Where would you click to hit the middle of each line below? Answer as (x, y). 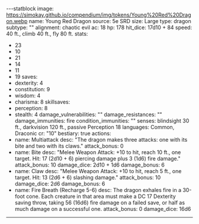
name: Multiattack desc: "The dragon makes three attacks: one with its (101, 140)
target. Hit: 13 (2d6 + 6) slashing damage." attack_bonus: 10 (88, 177)
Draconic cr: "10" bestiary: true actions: (63, 133)
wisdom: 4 (28, 95)
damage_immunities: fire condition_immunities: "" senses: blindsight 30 (102, 121)
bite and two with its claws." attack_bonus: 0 (69, 146)
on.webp (17, 21)
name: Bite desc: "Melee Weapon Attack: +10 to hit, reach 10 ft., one (98, 152)
